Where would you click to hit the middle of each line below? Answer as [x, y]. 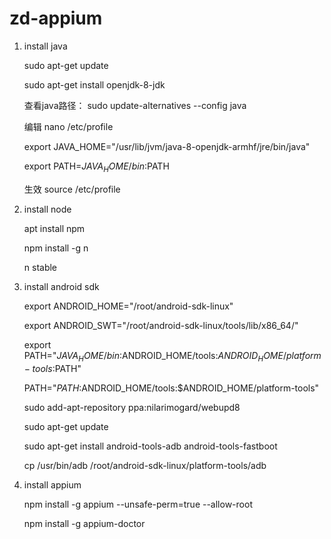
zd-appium [56, 18]
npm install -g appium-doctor [84, 523]
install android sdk [61, 286]
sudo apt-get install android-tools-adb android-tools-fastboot [150, 446]
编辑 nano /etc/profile [68, 126]
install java [45, 46]
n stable [40, 267]
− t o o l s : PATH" [52, 368]
